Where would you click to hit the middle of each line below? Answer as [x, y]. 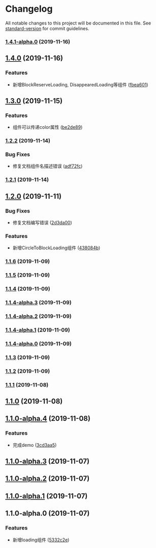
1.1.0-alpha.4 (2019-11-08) [48, 419]
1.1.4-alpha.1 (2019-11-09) [38, 330]
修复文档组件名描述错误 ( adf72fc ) [48, 166]
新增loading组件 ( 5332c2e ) [41, 540]
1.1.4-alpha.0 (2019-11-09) [39, 344]
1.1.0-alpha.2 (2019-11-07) [48, 479]
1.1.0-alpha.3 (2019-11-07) [48, 461]
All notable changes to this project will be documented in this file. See [78, 23]
